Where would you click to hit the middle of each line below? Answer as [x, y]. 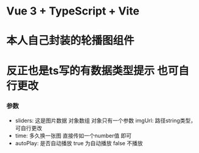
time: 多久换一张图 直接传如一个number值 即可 [73, 135]
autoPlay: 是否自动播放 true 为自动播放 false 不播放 [79, 143]
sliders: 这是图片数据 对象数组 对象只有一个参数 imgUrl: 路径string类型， [106, 120]
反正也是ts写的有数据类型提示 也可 [93, 70]
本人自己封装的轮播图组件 [71, 41]
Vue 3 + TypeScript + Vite [73, 11]
